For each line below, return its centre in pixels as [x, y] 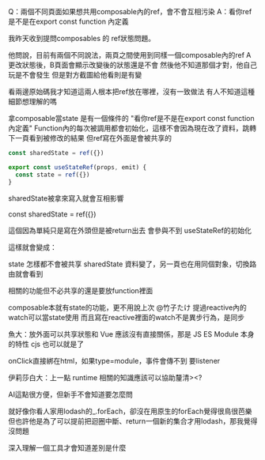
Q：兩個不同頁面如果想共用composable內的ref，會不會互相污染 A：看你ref [130, 11]
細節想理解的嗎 [32, 102]
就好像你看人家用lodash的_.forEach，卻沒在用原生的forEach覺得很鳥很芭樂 [130, 411]
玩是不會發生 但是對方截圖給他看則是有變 [75, 75]
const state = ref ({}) [53, 175]
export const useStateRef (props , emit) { [78, 167]
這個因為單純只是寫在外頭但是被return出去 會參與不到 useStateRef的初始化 [130, 230]
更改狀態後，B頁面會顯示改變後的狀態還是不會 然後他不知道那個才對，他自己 [133, 65]
